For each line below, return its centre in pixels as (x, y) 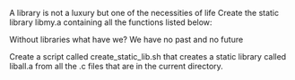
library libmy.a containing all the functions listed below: (111, 22)
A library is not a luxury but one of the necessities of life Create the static (144, 13)
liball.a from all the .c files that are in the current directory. (117, 66)
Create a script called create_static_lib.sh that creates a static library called (148, 56)
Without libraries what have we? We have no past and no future (126, 40)
